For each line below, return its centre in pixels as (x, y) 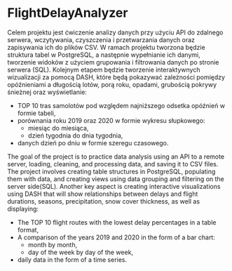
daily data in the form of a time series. (72, 259)
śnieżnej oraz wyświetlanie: (47, 92)
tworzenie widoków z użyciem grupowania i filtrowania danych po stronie (113, 62)
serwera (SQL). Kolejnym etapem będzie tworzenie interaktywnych (104, 70)
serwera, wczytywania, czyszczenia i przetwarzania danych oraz (101, 39)
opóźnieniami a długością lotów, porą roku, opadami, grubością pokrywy (112, 84)
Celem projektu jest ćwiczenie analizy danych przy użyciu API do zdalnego (115, 32)
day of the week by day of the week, (81, 252)
